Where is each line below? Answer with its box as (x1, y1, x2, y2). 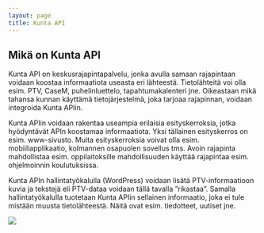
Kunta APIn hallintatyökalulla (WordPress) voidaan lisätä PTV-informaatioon (8, 176, 254, 185)
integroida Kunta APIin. (8, 103, 83, 113)
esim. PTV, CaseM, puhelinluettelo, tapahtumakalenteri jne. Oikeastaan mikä (8, 86, 257, 96)
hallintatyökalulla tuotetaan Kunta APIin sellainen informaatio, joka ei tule (8, 193, 245, 202)
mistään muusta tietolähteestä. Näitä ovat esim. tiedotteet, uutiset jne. (8, 201, 236, 211)
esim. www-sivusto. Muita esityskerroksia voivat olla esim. (8, 136, 200, 145)
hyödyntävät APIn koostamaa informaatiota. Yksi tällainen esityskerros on (8, 127, 248, 136)
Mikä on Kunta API (8, 48, 101, 62)
